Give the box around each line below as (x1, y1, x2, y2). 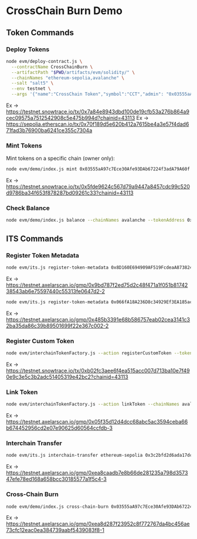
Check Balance (6, 204, 50, 212)
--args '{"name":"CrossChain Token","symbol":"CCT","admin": (11, 91, 164, 98)
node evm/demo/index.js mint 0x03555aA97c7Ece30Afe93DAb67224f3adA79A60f (6, 166, 191, 172)
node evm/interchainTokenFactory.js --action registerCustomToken (6, 350, 172, 356)
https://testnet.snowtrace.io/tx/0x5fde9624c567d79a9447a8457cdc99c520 (6, 183, 191, 190)
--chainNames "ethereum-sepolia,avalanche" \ (11, 75, 125, 81)
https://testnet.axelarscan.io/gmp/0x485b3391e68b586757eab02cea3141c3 (6, 316, 191, 323)
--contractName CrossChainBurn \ (11, 63, 93, 70)
